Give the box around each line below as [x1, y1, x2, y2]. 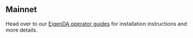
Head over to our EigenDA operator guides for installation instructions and [5, 20, 187, 27]
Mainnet [5, 5, 37, 15]
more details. [5, 26, 38, 33]
